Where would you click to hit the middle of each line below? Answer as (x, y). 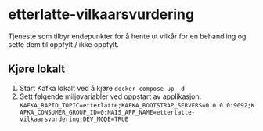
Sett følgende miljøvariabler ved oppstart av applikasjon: (110, 96)
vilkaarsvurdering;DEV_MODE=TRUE (74, 119)
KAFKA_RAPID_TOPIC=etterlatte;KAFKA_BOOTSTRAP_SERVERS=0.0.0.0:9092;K (137, 105)
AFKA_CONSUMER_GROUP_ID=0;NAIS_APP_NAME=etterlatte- (107, 112)
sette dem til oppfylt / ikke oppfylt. (64, 44)
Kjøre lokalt (36, 69)
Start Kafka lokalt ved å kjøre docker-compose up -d (102, 88)
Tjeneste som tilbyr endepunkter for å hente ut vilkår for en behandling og (127, 36)
